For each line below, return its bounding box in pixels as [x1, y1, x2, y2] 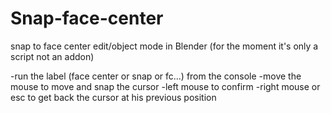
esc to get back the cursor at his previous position [10, 91, 217, 103]
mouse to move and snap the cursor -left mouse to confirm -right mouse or [10, 80, 321, 92]
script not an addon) [10, 50, 95, 62]
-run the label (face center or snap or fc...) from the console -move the [10, 70, 302, 82]
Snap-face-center [10, 7, 164, 30]
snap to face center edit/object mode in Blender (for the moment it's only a [10, 40, 319, 52]
